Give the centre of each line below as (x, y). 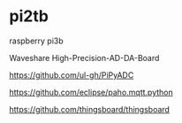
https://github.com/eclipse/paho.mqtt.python (91, 92)
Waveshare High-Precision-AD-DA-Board (84, 58)
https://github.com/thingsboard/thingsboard (90, 109)
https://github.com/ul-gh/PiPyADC (72, 75)
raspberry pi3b (36, 41)
